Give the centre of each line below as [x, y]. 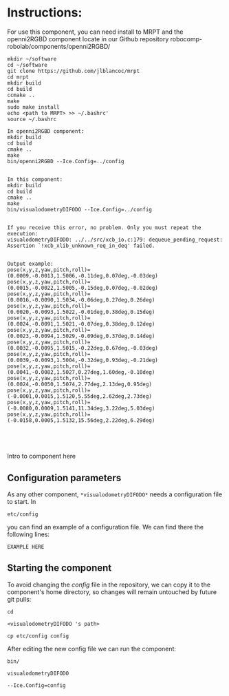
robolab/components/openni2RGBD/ [59, 46]
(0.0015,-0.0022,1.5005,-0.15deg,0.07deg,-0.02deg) [83, 288]
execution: [23, 233]
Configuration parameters [64, 477]
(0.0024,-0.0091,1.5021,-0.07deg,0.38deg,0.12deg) [81, 324]
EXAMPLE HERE [26, 547]
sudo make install [33, 107]
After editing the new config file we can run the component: [92, 648]
